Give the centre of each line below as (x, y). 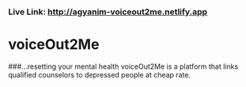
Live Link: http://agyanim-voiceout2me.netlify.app (108, 12)
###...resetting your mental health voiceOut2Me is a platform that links (123, 66)
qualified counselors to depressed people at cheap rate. (100, 74)
